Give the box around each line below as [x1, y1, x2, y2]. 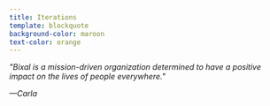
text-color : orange [9, 37, 81, 47]
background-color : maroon [9, 29, 104, 38]
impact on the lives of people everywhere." [9, 72, 166, 82]
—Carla [9, 88, 38, 99]
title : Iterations [9, 12, 77, 22]
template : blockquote [9, 21, 89, 30]
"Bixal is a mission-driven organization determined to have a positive [9, 62, 261, 72]
